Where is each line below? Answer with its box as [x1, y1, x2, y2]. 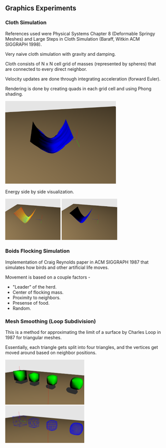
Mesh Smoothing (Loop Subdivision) [5, 318, 96, 325]
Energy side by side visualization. [5, 189, 74, 195]
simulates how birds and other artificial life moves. [5, 264, 109, 271]
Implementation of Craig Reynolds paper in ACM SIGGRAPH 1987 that [5, 259, 149, 265]
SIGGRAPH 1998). [5, 41, 42, 47]
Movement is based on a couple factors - [5, 274, 90, 280]
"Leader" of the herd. [12, 284, 57, 290]
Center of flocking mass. [12, 289, 64, 295]
